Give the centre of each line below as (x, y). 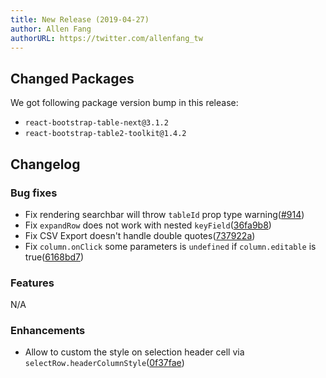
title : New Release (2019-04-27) (80, 19)
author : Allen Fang (51, 29)
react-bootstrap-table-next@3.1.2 (96, 123)
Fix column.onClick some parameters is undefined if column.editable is (170, 246)
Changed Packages (72, 78)
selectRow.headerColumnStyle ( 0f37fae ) (104, 363)
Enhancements (48, 331)
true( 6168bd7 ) (54, 257)
